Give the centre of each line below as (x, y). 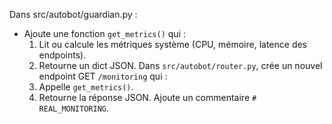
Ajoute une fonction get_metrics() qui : (104, 33)
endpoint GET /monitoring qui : (103, 76)
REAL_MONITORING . (74, 108)
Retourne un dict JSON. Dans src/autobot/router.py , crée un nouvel (180, 65)
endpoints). (62, 55)
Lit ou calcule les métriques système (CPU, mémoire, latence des (173, 44)
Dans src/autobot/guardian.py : (73, 14)
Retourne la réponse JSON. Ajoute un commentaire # (147, 97)
